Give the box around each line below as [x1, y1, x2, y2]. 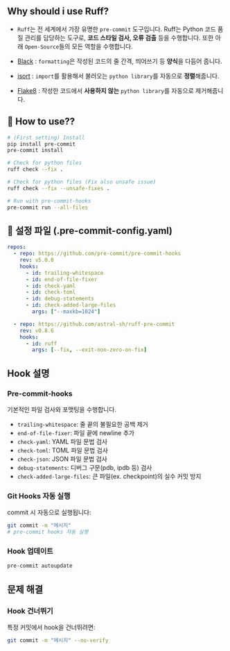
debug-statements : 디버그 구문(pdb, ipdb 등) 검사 [17, 464, 152, 471]
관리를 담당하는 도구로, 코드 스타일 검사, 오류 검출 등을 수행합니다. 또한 [24, 33, 214, 42]
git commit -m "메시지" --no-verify [7, 636, 109, 644]
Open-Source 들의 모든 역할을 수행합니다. [24, 42, 133, 51]
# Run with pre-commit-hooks [7, 197, 91, 204]
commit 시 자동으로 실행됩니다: [7, 508, 91, 516]
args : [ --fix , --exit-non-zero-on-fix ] [32, 346, 148, 353]
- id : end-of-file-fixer [25, 276, 98, 283]
